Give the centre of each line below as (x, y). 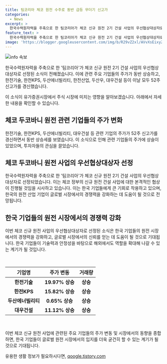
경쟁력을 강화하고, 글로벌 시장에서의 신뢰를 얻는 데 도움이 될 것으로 (83, 237)
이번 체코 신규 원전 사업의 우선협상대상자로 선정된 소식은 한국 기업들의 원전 (78, 231)
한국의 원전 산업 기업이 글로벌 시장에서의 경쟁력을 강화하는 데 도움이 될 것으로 (80, 194)
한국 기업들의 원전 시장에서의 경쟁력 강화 (63, 218)
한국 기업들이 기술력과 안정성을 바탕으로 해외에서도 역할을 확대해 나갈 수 (85, 243)
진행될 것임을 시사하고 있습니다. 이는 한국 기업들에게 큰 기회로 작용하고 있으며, (86, 188)
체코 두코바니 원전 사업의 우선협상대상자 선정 (69, 163)
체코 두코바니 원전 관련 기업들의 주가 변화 (64, 120)
